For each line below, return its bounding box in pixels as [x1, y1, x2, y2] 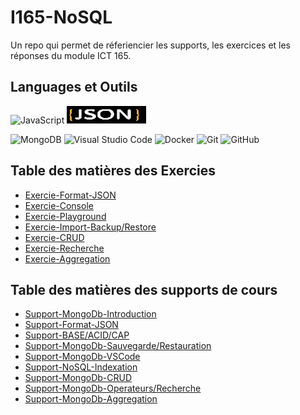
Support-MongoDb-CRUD [24, 372, 132, 384]
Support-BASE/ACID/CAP [24, 329, 130, 341]
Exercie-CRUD [24, 231, 85, 243]
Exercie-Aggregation [24, 252, 111, 265]
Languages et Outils [10, 79, 138, 96]
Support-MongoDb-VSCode [24, 351, 141, 363]
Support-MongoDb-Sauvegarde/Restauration [24, 340, 212, 352]
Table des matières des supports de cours [10, 281, 278, 298]
